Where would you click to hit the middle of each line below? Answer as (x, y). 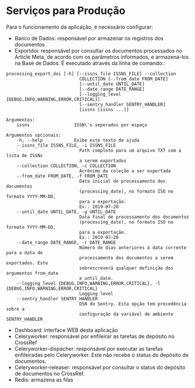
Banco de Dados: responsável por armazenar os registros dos (89, 38)
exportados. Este (27, 263)
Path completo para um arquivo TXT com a (130, 150)
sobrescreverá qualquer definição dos (126, 268)
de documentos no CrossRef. (50, 373)
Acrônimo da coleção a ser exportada (125, 171)
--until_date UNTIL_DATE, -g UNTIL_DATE (66, 212)
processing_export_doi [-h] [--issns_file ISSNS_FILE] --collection (91, 74)
